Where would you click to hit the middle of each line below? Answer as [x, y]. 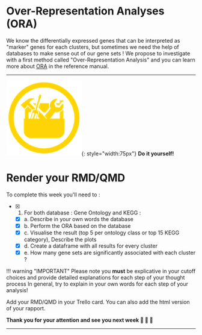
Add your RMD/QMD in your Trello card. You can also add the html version [98, 302]
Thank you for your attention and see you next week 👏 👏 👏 [80, 320]
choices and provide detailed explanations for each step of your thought [96, 278]
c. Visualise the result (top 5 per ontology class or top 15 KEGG [102, 233]
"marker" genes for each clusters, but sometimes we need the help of [93, 47]
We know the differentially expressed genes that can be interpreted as [93, 40]
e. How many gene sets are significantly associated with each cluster [110, 253]
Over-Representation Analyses [85, 11]
